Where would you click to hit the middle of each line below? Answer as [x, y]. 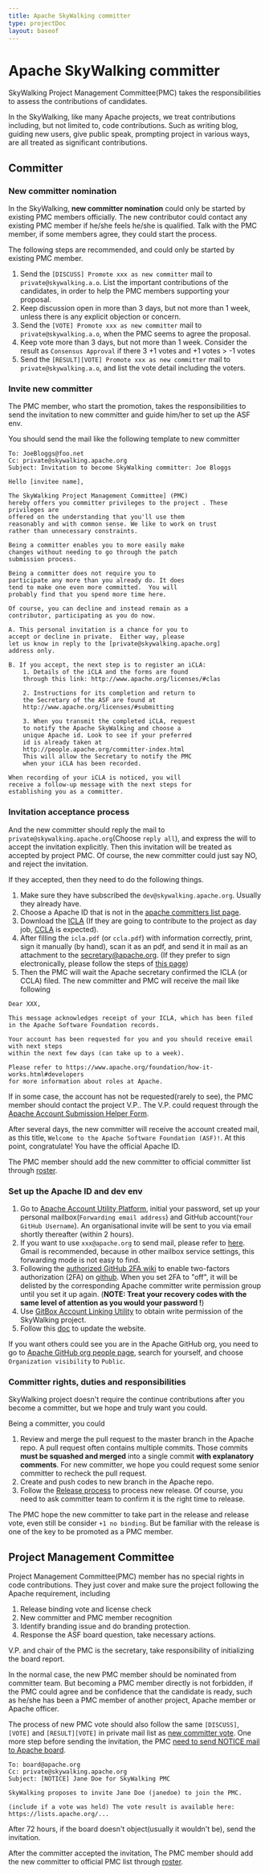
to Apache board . [37, 1750]
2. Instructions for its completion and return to [109, 693]
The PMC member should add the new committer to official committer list [130, 1162]
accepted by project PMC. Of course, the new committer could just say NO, [133, 855]
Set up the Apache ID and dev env [75, 1191]
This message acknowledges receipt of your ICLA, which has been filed [130, 1018]
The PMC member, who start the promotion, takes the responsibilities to [127, 407]
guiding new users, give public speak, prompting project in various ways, [129, 134]
